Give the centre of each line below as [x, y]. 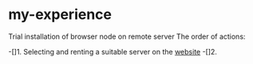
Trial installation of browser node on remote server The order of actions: [127, 36]
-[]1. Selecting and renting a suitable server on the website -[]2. [113, 51]
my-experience [60, 15]
